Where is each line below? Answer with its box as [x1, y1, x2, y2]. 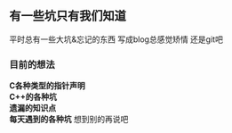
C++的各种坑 [9, 92, 58, 103]
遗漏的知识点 [9, 103, 56, 113]
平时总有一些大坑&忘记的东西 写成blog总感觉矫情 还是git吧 [9, 34, 224, 45]
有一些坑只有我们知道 [9, 8, 126, 24]
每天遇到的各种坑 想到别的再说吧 [9, 114, 129, 125]
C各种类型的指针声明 [9, 80, 86, 91]
